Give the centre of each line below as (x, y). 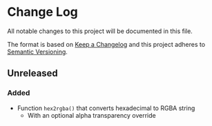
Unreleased (33, 73)
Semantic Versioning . (37, 52)
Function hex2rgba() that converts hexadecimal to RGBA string (106, 108)
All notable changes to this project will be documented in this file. (100, 31)
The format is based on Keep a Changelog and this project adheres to (106, 44)
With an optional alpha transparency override (92, 115)
